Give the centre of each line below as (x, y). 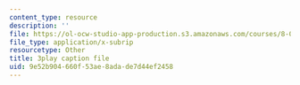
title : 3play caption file (59, 58)
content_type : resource (54, 17)
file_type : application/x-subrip (71, 42)
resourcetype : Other (48, 50)
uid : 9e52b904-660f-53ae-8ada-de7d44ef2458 (92, 67)
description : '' (39, 26)
